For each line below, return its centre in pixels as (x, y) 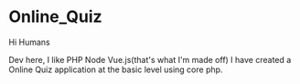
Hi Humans (30, 42)
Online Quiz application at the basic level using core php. (116, 69)
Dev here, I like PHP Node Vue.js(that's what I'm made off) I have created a (150, 59)
